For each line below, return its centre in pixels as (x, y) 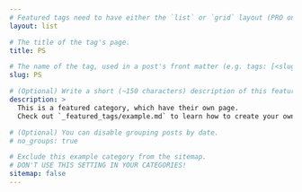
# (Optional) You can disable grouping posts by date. (114, 132)
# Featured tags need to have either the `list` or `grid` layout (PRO (146, 17)
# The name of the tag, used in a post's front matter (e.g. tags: (138, 67)
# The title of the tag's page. (70, 42)
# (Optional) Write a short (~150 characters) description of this (138, 92)
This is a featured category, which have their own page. (129, 108)
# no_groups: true (44, 141)
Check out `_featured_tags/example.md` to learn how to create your (148, 116)
